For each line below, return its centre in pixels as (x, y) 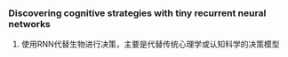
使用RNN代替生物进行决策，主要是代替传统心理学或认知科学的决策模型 (150, 44)
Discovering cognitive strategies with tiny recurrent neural (137, 13)
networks (29, 24)
